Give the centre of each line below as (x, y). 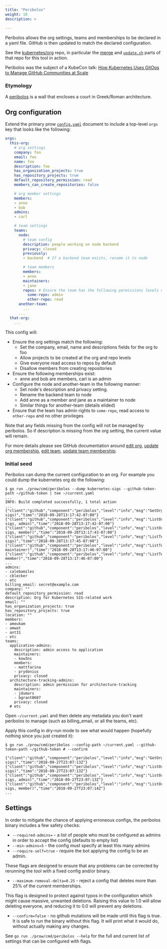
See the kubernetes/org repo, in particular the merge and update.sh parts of (83, 53)
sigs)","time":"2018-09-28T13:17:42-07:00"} (52, 515)
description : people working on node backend (71, 244)
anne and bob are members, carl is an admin (66, 379)
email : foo (25, 157)
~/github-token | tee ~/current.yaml (55, 493)
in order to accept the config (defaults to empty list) (65, 840)
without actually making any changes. (51, 926)
